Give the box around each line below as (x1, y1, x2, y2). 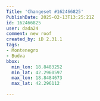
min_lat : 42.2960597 (11, 70, 62, 75)
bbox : (6, 58, 20, 64)
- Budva (6, 53, 26, 59)
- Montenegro (6, 48, 39, 53)
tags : (6, 42, 20, 48)
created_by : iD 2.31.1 (6, 36, 62, 42)
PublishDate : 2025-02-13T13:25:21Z (6, 14, 95, 20)
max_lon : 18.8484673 (11, 75, 62, 81)
